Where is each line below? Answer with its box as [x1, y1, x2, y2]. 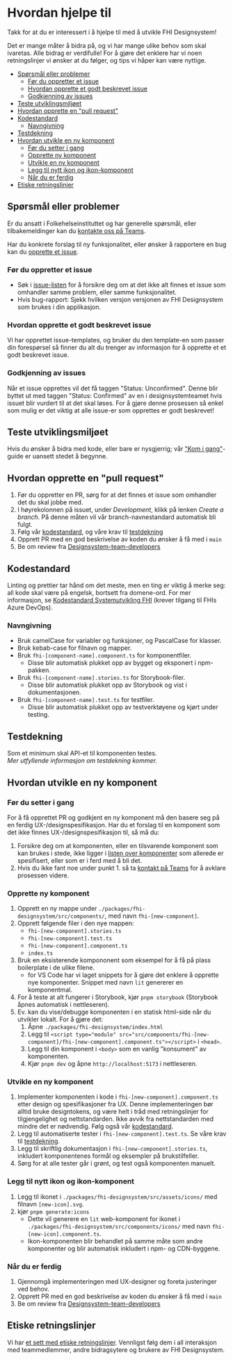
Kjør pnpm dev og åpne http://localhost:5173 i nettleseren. [27, 1060, 198, 1068]
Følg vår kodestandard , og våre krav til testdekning [17, 527, 163, 536]
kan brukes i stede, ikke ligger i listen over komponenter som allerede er [17, 849, 224, 857]
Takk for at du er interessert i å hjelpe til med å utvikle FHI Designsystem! [7, 28, 217, 36]
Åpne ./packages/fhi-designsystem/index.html [27, 1023, 163, 1031]
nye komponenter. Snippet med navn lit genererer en [27, 978, 184, 987]
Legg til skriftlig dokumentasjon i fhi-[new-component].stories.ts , [17, 1145, 208, 1153]
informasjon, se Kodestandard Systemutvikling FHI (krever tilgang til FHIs [7, 596, 217, 605]
